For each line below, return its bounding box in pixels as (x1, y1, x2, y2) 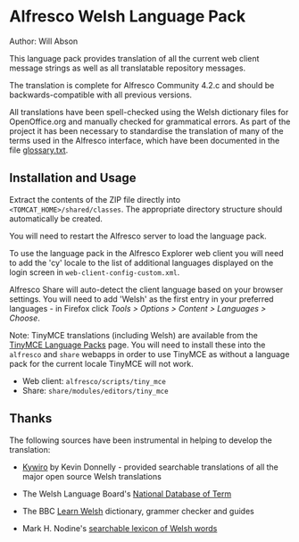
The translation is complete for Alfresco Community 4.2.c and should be (9, 79, 275, 90)
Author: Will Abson (9, 36, 79, 46)
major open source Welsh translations (21, 471, 162, 481)
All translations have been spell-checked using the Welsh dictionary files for (9, 106, 289, 117)
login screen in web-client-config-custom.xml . (9, 266, 180, 278)
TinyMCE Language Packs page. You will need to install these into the (9, 339, 266, 350)
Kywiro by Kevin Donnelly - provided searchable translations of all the (21, 462, 279, 472)
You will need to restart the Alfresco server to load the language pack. (9, 230, 267, 241)
